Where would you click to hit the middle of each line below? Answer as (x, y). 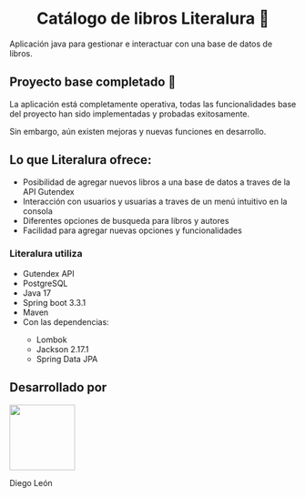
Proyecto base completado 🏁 (93, 82)
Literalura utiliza (46, 254)
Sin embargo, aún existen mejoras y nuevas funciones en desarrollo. (138, 131)
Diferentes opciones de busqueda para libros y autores (126, 220)
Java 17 (37, 293)
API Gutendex (48, 191)
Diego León (31, 482)
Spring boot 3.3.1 (54, 302)
